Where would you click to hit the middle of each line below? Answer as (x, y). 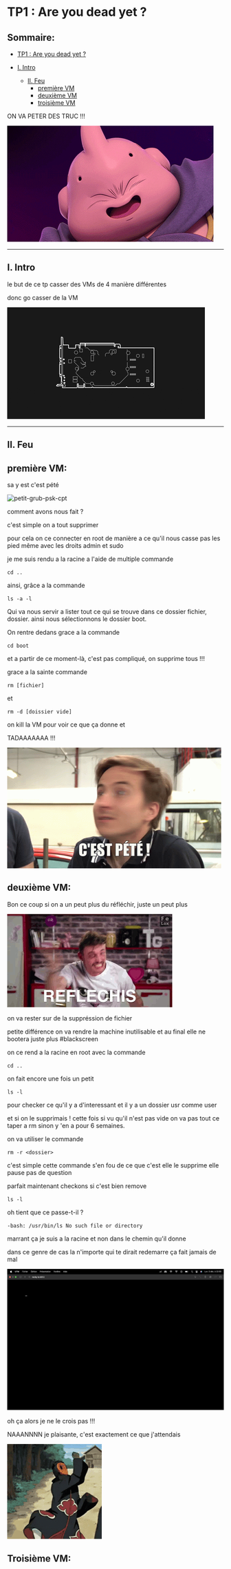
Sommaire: (31, 38)
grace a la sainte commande (47, 672)
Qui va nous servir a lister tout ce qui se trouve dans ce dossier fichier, (107, 612)
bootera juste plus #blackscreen (53, 1038)
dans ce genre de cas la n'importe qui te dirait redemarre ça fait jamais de (112, 1252)
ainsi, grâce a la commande (46, 585)
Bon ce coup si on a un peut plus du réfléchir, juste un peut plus (97, 904)
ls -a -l (20, 599)
